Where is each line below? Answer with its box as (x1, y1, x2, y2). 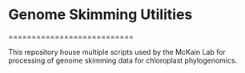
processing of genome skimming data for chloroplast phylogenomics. (8, 56, 238, 65)
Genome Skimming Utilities (8, 6, 193, 24)
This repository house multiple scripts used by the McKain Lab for (8, 47, 226, 56)
